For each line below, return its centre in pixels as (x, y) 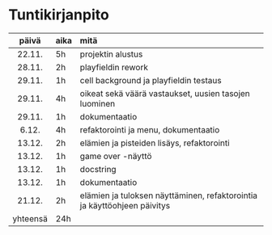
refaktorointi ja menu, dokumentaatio (150, 129)
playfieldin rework (114, 67)
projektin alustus (111, 54)
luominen (98, 103)
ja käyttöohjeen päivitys (125, 205)
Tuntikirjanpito (59, 15)
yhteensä (30, 218)
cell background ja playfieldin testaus (151, 80)
